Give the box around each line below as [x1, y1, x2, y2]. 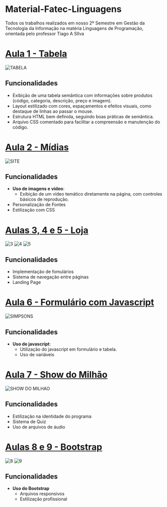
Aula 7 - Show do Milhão [5, 369, 108, 380]
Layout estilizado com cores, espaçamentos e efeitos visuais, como [12, 103, 152, 109]
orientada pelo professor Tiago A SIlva [5, 30, 84, 36]
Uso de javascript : [12, 341, 51, 347]
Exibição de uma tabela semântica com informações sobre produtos [12, 92, 153, 98]
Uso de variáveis [19, 351, 55, 357]
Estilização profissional [19, 496, 67, 502]
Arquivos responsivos [19, 491, 65, 497]
